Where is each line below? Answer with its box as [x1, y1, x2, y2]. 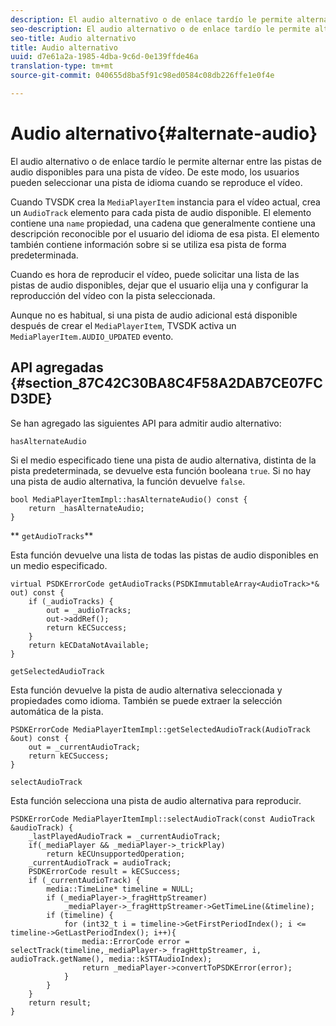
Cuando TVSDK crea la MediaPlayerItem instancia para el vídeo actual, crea [10, 196, 321, 208]
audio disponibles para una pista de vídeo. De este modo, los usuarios [10, 166, 300, 178]
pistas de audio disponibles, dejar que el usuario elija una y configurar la [10, 279, 309, 291]
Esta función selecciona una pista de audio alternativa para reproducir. [10, 794, 302, 806]
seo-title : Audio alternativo [10, 33, 137, 43]
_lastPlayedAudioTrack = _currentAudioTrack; [28, 831, 222, 841]
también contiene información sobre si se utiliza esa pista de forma [10, 238, 287, 250]
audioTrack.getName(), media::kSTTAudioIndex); [10, 954, 213, 964]
